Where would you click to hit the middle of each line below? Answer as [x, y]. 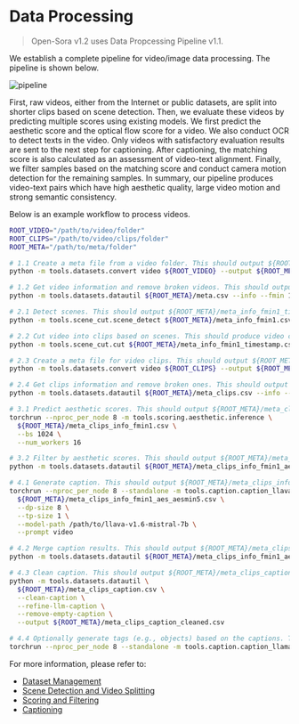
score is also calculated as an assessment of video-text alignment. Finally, [145, 159]
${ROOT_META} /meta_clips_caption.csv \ [91, 590]
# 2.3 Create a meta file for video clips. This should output [129, 361]
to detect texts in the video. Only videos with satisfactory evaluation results [147, 140]
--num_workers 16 [49, 443]
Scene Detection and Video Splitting [89, 690]
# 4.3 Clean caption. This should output [87, 573]
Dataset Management [62, 681]
